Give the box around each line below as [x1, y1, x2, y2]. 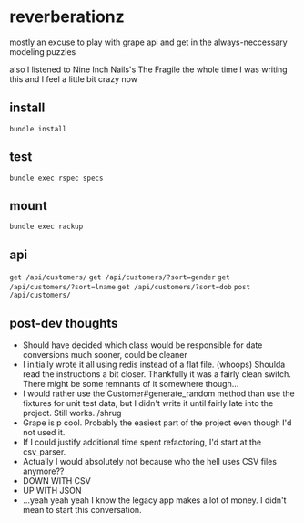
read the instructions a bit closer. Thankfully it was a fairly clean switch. [22, 369, 291, 380]
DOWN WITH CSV [22, 476, 91, 486]
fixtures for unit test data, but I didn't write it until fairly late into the [22, 398, 274, 408]
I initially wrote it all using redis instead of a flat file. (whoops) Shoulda [22, 359, 286, 370]
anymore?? [22, 465, 65, 476]
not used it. [22, 427, 66, 437]
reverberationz [9, 6, 125, 27]
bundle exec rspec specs [9, 173, 104, 183]
